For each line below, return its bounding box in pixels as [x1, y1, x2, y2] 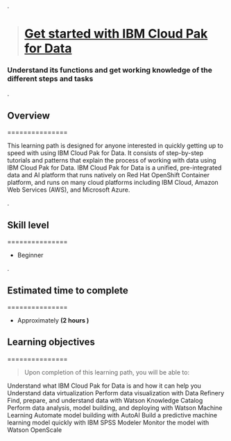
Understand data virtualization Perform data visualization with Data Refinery [7, 388, 225, 397]
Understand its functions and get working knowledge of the [7, 65, 213, 75]
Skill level [7, 219, 50, 231]
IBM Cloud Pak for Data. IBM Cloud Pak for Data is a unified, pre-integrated [7, 163, 222, 172]
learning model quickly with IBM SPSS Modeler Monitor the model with [7, 418, 209, 426]
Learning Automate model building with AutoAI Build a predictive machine [7, 411, 218, 419]
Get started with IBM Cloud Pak [24, 26, 208, 42]
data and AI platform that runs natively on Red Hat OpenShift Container [7, 171, 210, 179]
